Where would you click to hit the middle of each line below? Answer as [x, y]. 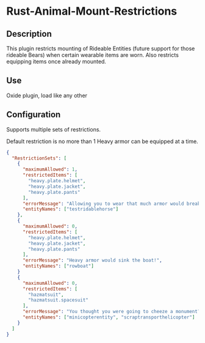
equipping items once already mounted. [56, 61]
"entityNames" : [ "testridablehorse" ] [70, 209]
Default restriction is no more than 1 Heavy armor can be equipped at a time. [102, 141]
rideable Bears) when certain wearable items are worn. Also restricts [92, 55]
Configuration [34, 115]
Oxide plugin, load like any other [47, 95]
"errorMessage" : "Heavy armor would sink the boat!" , [92, 260]
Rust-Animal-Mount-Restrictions [92, 11]
